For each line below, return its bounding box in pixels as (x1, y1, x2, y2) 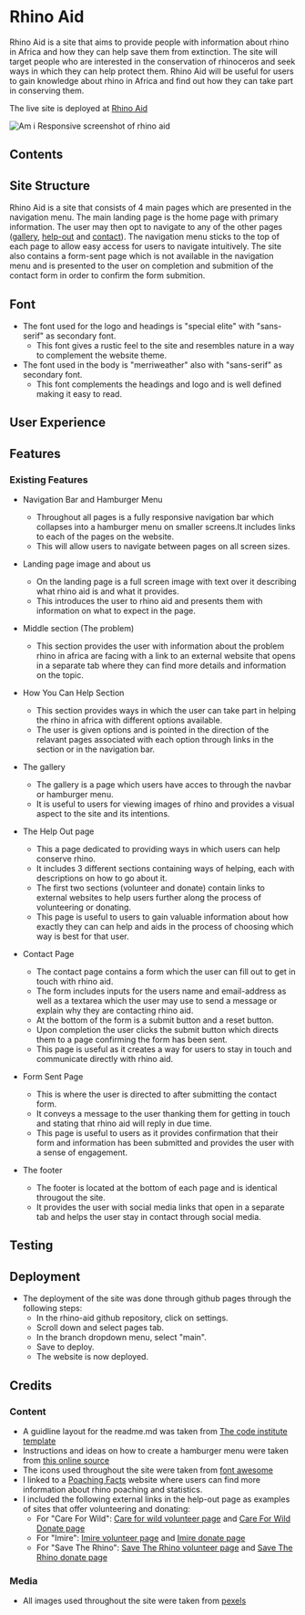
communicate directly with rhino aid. (36, 1054, 174, 1065)
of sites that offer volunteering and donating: (22, 1503, 191, 1514)
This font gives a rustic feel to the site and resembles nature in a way (36, 339, 295, 350)
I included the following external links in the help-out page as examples (22, 1494, 290, 1505)
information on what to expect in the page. (36, 605, 196, 617)
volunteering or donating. (36, 901, 132, 913)
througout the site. (36, 1193, 107, 1203)
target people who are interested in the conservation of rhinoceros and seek (9, 56, 296, 67)
